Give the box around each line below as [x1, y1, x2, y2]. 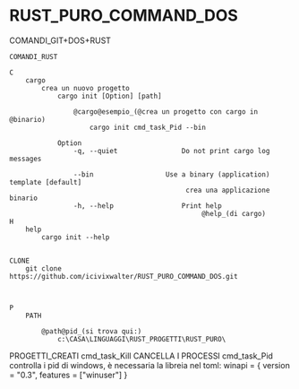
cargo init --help [41, 232, 110, 242]
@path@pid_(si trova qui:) [41, 326, 142, 336]
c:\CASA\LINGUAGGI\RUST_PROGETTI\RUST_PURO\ [56, 334, 226, 343]
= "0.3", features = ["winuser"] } [9, 369, 128, 380]
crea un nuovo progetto [41, 83, 130, 92]
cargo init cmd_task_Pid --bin [89, 123, 206, 132]
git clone [25, 264, 63, 273]
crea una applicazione [185, 186, 270, 194]
